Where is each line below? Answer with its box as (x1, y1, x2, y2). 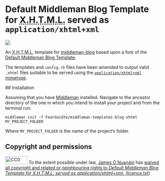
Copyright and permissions (5, 142, 92, 151)
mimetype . (5, 74, 27, 81)
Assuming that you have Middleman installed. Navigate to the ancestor (5, 94, 151, 100)
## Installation (5, 84, 34, 90)
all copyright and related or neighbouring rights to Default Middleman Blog (5, 164, 159, 170)
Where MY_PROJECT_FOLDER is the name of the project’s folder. (5, 128, 130, 134)
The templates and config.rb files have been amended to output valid (5, 64, 149, 70)
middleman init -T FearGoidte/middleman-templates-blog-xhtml (5, 115, 137, 120)
